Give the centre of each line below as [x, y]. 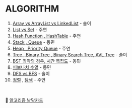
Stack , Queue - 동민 [34, 42]
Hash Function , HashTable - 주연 [47, 36]
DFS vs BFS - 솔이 [31, 73]
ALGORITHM [32, 9]
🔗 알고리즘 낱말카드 [24, 100]
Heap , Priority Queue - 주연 [41, 48]
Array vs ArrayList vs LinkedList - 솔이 [52, 23]
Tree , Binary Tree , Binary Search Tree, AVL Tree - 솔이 [70, 55]
